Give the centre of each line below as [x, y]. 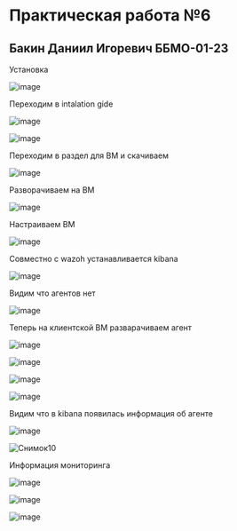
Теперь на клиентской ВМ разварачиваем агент [101, 328]
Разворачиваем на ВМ [52, 190]
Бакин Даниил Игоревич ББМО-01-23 [119, 48]
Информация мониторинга [60, 465]
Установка [29, 69]
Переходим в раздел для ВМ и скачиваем [89, 155]
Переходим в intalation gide [61, 104]
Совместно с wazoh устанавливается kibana [94, 259]
